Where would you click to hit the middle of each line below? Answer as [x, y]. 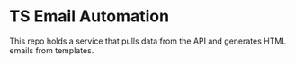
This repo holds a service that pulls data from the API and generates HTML [148, 41]
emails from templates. [52, 50]
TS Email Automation [89, 16]
